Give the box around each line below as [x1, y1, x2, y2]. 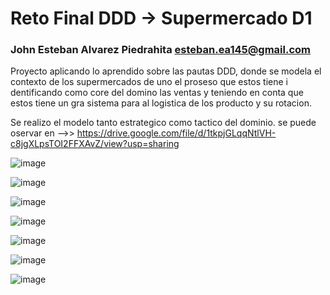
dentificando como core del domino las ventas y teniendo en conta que [10, 87, 304, 99]
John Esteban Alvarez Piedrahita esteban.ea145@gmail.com [10, 43, 311, 57]
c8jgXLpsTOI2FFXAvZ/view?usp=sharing [10, 138, 180, 150]
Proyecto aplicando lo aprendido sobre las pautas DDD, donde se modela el [10, 65, 322, 77]
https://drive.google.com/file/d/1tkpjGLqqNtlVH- [76, 127, 277, 139]
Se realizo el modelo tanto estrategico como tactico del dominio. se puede [10, 117, 317, 129]
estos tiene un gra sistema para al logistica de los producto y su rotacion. [10, 97, 312, 109]
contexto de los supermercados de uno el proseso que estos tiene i [10, 76, 288, 88]
